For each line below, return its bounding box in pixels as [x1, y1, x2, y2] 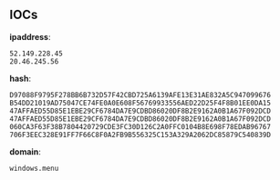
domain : [9, 145, 41, 157]
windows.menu [9, 164, 59, 173]
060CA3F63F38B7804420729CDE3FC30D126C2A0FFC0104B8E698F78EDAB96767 [9, 122, 272, 131]
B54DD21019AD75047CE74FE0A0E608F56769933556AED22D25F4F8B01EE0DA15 [9, 98, 272, 107]
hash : [9, 73, 32, 84]
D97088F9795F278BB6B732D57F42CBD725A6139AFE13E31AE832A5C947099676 [9, 90, 272, 99]
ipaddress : [9, 31, 51, 42]
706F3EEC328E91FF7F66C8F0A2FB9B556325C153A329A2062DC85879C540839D [9, 130, 272, 139]
